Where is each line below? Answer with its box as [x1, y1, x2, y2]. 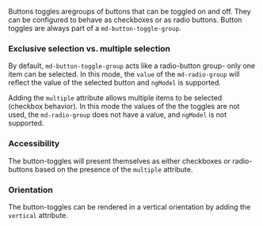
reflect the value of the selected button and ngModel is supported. [8, 78, 222, 88]
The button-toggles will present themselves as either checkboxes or [8, 156, 231, 165]
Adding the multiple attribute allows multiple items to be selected [8, 93, 223, 103]
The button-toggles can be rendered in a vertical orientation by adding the [8, 202, 251, 212]
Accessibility [8, 138, 60, 149]
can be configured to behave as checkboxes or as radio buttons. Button [8, 15, 242, 24]
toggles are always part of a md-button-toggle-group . [8, 24, 181, 32]
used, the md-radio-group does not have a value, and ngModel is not [8, 110, 227, 119]
